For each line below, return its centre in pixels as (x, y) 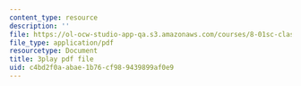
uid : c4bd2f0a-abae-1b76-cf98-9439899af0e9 (92, 68)
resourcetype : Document (54, 51)
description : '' (39, 26)
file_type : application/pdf (62, 43)
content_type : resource (54, 17)
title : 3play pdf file (52, 59)
